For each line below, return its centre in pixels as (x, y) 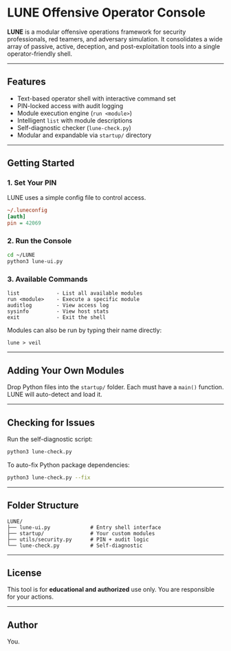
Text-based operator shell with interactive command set (97, 99)
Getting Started (41, 163)
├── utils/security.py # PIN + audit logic (78, 539)
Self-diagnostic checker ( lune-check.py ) (74, 127)
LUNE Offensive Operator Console (107, 13)
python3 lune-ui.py (35, 262)
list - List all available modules (75, 293)
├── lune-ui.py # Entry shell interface (84, 527)
